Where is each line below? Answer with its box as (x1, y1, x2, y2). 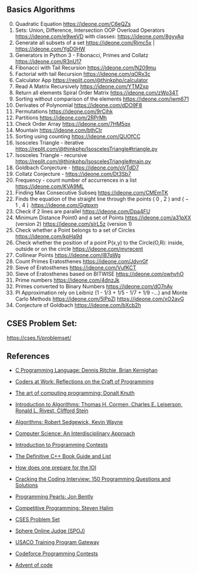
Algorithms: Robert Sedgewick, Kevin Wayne (15, 419, 124, 426)
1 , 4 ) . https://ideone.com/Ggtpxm (15, 201, 98, 208)
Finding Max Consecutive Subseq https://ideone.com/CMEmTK (15, 189, 169, 196)
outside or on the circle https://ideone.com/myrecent (15, 245, 143, 252)
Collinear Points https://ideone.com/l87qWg (15, 251, 121, 258)
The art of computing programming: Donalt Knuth (15, 389, 135, 396)
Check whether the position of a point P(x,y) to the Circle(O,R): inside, (15, 239, 184, 246)
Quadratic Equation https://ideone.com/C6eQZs (15, 20, 131, 27)
